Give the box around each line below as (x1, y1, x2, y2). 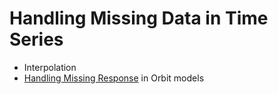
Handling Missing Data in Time (9, 7, 269, 30)
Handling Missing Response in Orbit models (23, 72, 205, 84)
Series (9, 28, 64, 51)
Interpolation (23, 61, 77, 73)
